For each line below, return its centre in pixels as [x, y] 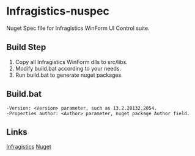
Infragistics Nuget [29, 147]
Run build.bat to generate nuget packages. [69, 75]
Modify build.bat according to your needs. [68, 68]
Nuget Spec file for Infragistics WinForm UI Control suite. [78, 28]
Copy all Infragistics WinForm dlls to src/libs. [72, 62]
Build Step [26, 47]
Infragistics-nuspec [58, 11]
